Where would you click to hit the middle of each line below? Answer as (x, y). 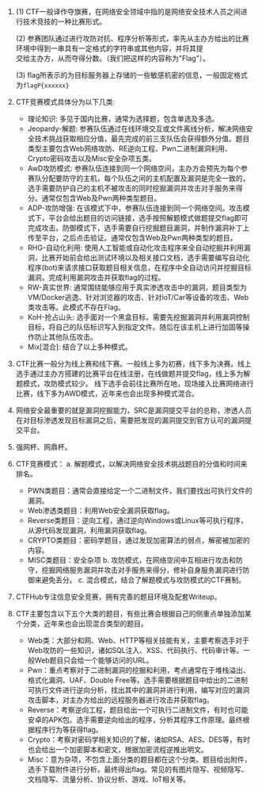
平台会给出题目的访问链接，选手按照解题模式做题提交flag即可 (148, 218)
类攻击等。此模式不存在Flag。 (76, 307)
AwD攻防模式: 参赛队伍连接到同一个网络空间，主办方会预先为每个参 (137, 168)
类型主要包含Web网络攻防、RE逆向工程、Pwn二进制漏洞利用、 (129, 148)
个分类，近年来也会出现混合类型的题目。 (82, 624)
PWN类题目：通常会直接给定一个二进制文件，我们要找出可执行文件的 (140, 491)
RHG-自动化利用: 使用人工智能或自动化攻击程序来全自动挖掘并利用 (135, 248)
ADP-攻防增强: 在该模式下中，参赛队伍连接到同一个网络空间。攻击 (135, 208)
